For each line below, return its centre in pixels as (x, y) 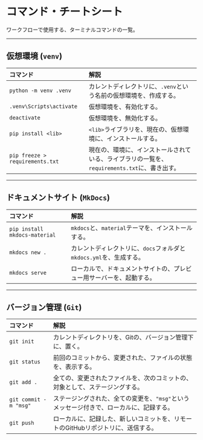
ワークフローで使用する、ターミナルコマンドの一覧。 (72, 30)
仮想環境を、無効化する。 (125, 118)
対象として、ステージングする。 (98, 387)
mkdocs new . (28, 252)
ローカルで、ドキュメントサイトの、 (122, 269)
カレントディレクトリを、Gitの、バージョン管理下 (124, 337)
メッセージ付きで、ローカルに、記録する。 (114, 407)
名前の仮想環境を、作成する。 (137, 95)
